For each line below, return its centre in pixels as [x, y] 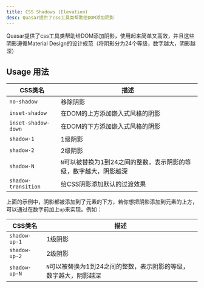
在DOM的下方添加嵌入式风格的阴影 [110, 126]
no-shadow [23, 102]
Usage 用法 [28, 71]
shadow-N [22, 166]
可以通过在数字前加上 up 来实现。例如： [54, 210]
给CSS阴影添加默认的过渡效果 [103, 184]
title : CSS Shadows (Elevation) [47, 12]
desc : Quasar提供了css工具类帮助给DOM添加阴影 [60, 18]
